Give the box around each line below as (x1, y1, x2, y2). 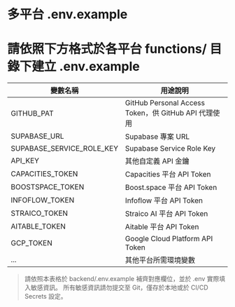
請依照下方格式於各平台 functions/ (7, 41, 208, 57)
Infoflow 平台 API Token (124, 196, 203, 205)
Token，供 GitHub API (124, 108, 197, 118)
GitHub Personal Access (124, 98, 205, 108)
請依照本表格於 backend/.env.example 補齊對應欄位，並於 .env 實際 (24, 275, 220, 283)
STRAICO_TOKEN (10, 208, 69, 218)
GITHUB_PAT (10, 109, 54, 118)
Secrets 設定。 (24, 292, 67, 301)
